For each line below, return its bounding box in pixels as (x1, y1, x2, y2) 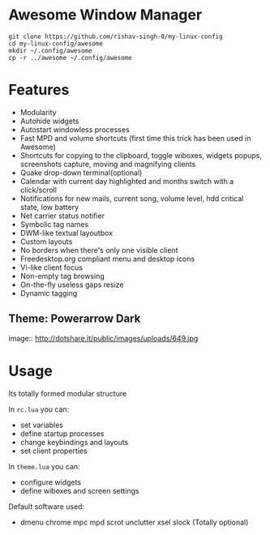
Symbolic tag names (19, 219, 89, 229)
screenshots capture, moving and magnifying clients (19, 159, 196, 169)
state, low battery (19, 202, 79, 212)
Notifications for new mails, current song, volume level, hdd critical (19, 193, 244, 203)
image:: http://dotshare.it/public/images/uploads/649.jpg (8, 333, 199, 343)
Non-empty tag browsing (19, 271, 105, 280)
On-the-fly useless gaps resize (19, 280, 124, 289)
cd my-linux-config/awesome (8, 39, 104, 48)
